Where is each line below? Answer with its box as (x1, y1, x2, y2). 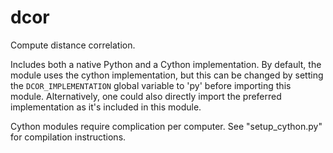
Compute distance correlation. (10, 39, 136, 51)
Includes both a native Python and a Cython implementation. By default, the (10, 58, 322, 70)
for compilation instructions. (10, 131, 127, 143)
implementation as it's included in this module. (10, 101, 202, 113)
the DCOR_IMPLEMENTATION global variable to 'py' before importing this (10, 79, 292, 91)
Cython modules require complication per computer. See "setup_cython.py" (10, 120, 323, 132)
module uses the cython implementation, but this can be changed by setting (10, 69, 324, 81)
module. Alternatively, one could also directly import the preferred (10, 90, 282, 102)
